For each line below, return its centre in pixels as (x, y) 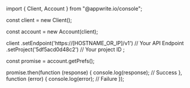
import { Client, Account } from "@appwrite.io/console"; (74, 9)
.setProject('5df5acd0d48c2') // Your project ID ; (66, 49)
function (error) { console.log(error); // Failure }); (65, 79)
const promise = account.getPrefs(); (50, 61)
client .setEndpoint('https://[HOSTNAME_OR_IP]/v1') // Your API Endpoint (95, 43)
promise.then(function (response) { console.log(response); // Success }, (94, 73)
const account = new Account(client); (52, 32)
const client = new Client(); (39, 20)
